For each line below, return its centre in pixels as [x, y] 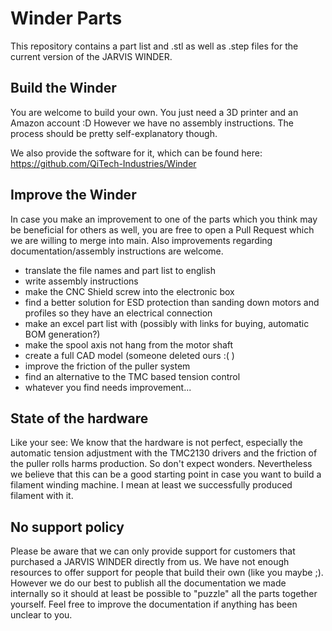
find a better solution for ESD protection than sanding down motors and [172, 302]
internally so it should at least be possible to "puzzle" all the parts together [164, 594]
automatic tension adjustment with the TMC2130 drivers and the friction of [164, 453]
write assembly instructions [81, 281]
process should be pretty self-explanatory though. [114, 133]
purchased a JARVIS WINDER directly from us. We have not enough [150, 562]
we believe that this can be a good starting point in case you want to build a [166, 474]
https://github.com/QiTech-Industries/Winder [103, 163]
